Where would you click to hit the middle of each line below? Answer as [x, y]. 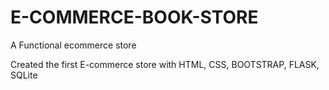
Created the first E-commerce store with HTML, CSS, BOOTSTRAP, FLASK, [165, 64]
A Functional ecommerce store [73, 45]
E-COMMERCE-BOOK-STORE [134, 17]
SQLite [24, 75]
